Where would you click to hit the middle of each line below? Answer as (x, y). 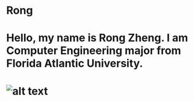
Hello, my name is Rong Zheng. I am (97, 38)
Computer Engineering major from (94, 51)
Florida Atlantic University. (75, 63)
